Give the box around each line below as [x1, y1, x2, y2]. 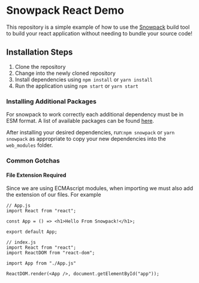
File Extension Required [6, 171, 67, 179]
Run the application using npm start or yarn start [14, 82, 139, 89]
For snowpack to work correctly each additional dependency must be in [6, 111, 184, 118]
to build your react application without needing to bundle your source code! [6, 29, 193, 37]
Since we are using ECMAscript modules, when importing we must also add [6, 185, 194, 192]
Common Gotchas [6, 156, 60, 165]
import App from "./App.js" [6, 260, 77, 267]
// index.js [6, 239, 36, 246]
